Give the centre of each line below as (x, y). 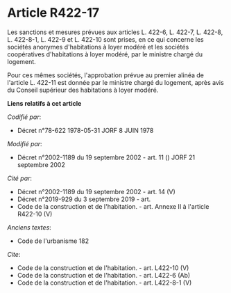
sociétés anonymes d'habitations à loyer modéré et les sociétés (98, 47)
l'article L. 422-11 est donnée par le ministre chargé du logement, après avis (115, 82)
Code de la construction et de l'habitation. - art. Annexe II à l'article (113, 206)
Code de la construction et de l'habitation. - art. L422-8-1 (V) (104, 283)
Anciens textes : (29, 227)
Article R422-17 (53, 13)
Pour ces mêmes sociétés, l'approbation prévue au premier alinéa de (106, 75)
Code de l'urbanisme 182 (53, 241)
